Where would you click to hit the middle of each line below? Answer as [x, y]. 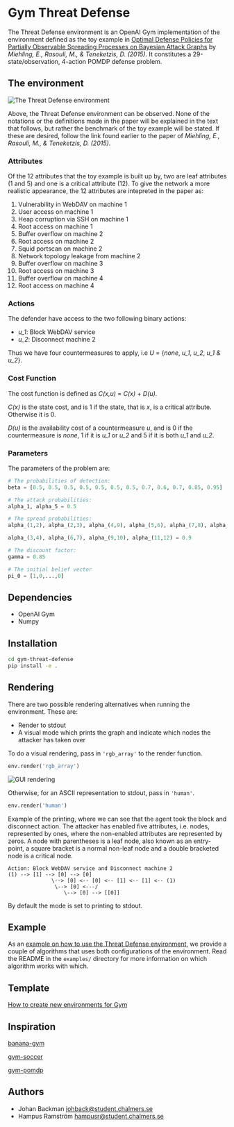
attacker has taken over [52, 740]
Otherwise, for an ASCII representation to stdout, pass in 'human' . [101, 792]
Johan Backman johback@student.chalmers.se [85, 1108]
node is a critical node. [41, 855]
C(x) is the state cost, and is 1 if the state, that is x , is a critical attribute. [110, 407]
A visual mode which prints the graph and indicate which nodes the [114, 732]
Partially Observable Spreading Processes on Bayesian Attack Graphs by [112, 47]
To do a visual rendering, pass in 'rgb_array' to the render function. [106, 753]
